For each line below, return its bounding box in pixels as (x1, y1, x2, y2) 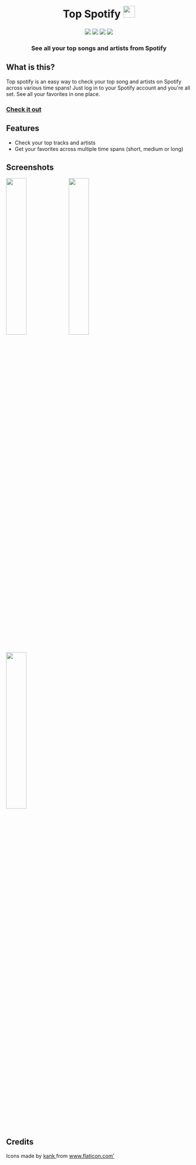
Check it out (6, 105, 42, 113)
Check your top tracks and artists (14, 139, 96, 146)
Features (6, 123, 39, 134)
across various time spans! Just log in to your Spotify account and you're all (6, 84, 190, 91)
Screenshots (6, 162, 54, 172)
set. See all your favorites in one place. (6, 90, 101, 97)
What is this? (6, 62, 55, 72)
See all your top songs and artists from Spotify (31, 44, 167, 52)
